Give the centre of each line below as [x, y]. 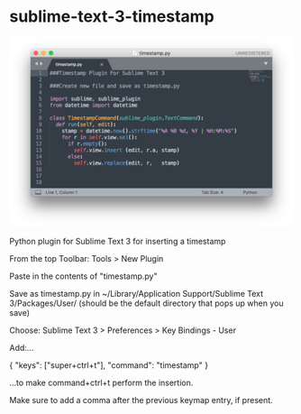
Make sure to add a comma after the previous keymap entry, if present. [141, 400]
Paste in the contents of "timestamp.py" [83, 276]
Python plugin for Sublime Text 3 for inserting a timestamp [118, 241]
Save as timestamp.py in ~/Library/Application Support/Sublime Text [137, 293]
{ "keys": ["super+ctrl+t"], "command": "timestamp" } [109, 365]
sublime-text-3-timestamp [112, 17]
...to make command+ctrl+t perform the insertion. [101, 382]
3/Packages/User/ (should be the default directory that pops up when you [146, 303]
